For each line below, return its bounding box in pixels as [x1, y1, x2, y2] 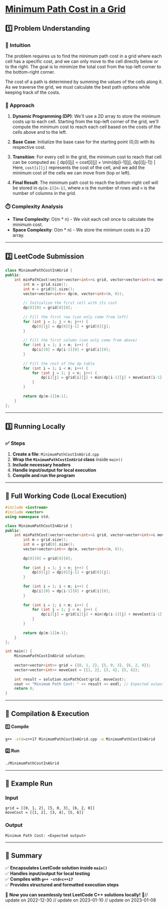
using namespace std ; [5, 514, 50, 519]
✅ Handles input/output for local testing [5, 870, 90, 876]
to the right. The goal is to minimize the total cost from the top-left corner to [5, 64, 161, 70]
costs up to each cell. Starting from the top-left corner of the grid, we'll [12, 119, 159, 125]
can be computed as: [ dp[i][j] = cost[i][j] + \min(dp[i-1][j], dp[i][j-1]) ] [12, 159, 156, 165]
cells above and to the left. [12, 129, 67, 135]
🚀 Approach [5, 102, 35, 109]
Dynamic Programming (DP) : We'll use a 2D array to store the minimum [12, 113, 161, 119]
